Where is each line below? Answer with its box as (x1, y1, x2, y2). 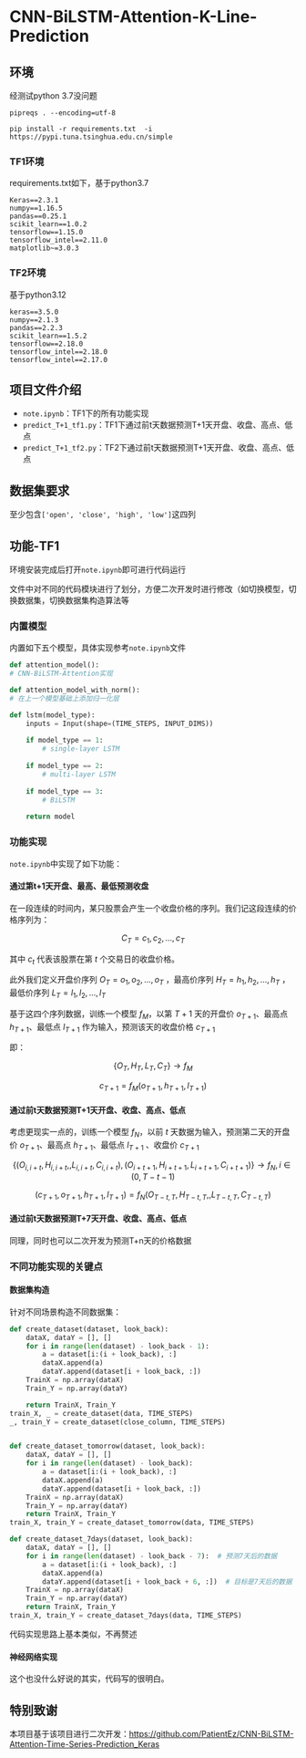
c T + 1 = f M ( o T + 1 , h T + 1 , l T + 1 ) (98, 1080, 208, 1094)
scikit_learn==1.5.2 (9, 331, 88, 340)
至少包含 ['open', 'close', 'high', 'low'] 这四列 (9, 509, 197, 520)
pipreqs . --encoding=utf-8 (9, 109, 117, 118)
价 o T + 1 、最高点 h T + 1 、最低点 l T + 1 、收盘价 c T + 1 (9, 1139, 200, 1152)
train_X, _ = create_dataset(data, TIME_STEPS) (9, 1409, 194, 1418)
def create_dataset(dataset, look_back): (9, 1325, 169, 1334)
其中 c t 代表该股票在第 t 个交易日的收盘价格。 (9, 953, 180, 966)
